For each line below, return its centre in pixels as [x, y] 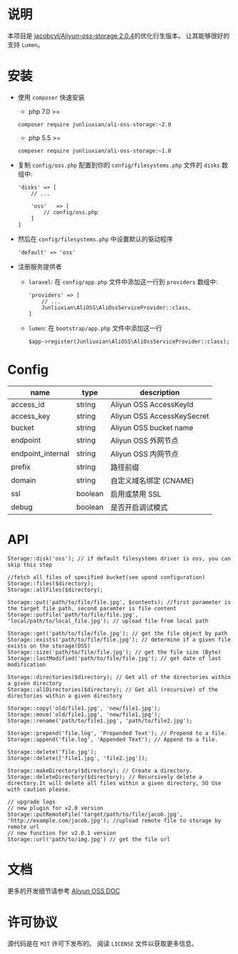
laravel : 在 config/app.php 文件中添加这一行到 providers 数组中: [123, 282]
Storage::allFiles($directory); [55, 590]
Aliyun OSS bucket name [152, 427]
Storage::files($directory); [51, 583]
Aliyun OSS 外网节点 [144, 441]
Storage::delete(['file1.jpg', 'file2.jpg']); [78, 758]
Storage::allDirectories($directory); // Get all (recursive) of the [113, 689]
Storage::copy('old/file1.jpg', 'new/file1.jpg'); [84, 708]
